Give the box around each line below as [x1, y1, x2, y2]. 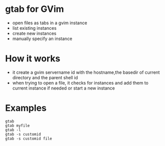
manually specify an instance [12, 36, 73, 42]
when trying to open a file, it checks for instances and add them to [12, 80, 149, 86]
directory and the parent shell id [12, 74, 78, 80]
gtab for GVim [5, 3, 64, 15]
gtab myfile [5, 123, 30, 128]
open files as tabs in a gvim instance [12, 20, 87, 26]
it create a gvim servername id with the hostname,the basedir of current [12, 69, 160, 75]
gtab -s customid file [5, 136, 52, 141]
